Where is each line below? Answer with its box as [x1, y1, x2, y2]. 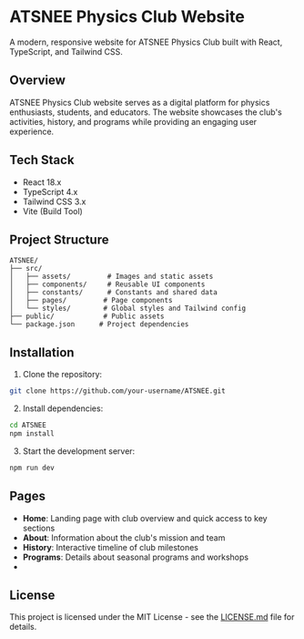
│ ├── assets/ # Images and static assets [9, 272, 214, 282]
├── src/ [9, 264, 43, 273]
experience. [9, 126, 55, 137]
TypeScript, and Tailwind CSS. [9, 46, 123, 57]
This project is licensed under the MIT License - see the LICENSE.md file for [9, 612, 295, 623]
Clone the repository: [22, 369, 103, 380]
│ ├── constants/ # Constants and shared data [9, 288, 218, 297]
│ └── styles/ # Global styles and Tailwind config [9, 304, 247, 314]
